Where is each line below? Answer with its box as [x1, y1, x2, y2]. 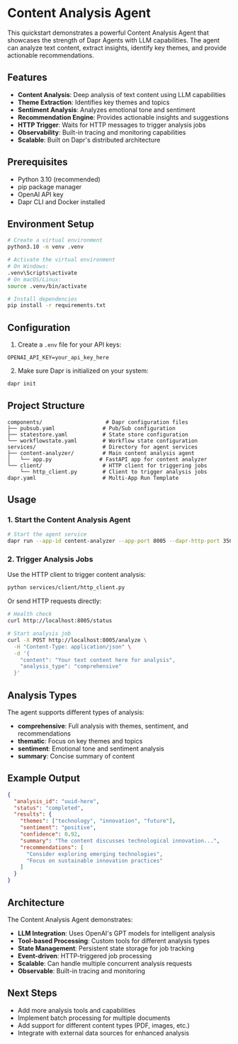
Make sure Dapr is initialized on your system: [17, 366, 149, 375]
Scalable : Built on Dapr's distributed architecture [17, 135, 161, 144]
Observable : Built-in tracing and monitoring [17, 966, 145, 975]
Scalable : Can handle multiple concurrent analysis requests [17, 959, 193, 967]
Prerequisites [7, 156, 68, 168]
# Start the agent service [7, 531, 87, 538]
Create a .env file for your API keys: [17, 340, 122, 349]
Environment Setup [7, 218, 94, 230]
